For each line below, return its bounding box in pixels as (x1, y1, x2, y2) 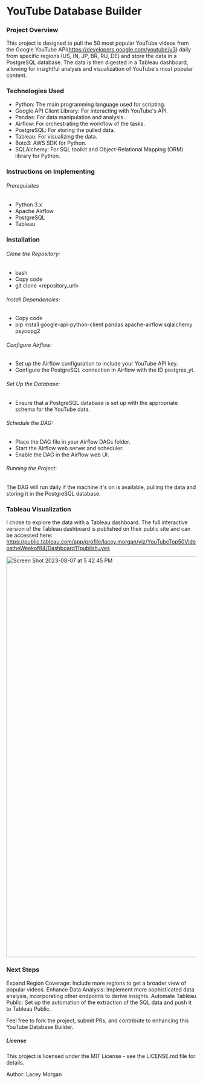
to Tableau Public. (6, 1005, 51, 1012)
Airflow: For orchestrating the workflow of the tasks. (14, 120, 145, 127)
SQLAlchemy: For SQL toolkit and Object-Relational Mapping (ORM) (14, 145, 184, 153)
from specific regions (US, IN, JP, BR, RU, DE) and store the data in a (6, 53, 177, 60)
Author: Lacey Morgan (6, 1070, 62, 1078)
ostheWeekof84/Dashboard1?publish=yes (6, 545, 110, 552)
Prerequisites (6, 182, 39, 189)
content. (6, 71, 27, 79)
